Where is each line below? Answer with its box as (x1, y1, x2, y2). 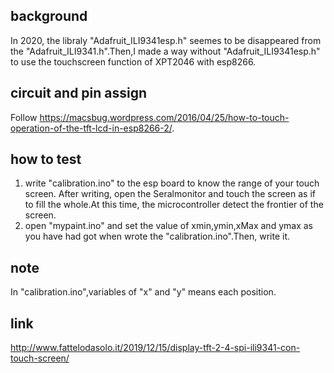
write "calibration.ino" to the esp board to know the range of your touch (24, 177, 320, 189)
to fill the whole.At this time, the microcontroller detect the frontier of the (24, 199, 324, 211)
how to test (10, 151, 82, 168)
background (10, 8, 88, 25)
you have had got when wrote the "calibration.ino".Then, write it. (24, 230, 291, 243)
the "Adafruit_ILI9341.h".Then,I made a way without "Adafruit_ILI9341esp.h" (10, 45, 321, 57)
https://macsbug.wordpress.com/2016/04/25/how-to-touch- (39, 111, 290, 123)
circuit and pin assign (10, 85, 148, 102)
